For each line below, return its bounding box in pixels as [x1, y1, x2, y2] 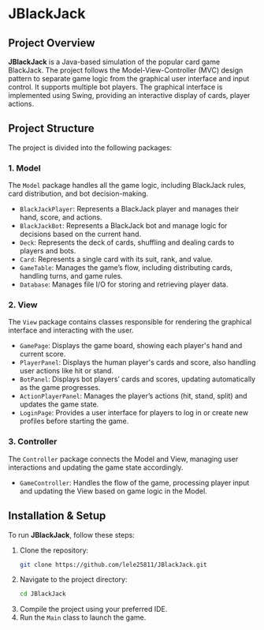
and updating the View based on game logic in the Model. [19, 486, 207, 496]
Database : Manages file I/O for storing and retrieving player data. [19, 279, 229, 289]
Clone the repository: [19, 546, 89, 555]
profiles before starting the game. [19, 416, 129, 426]
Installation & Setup [8, 509, 106, 523]
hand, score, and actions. [19, 212, 102, 222]
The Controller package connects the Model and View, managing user [8, 454, 239, 463]
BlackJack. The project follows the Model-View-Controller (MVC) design [8, 66, 244, 75]
